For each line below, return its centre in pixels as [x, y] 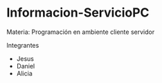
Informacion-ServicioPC [78, 13]
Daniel [26, 66]
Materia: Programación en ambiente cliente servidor [81, 32]
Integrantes [23, 45]
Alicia [24, 73]
